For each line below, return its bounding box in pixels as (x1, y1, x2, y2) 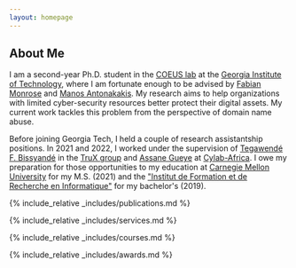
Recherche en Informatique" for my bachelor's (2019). (9, 181, 206, 192)
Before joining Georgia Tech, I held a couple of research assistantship (9, 134, 263, 145)
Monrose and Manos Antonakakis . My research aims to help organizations (9, 88, 280, 99)
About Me (9, 46, 65, 61)
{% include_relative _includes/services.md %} (9, 215, 177, 226)
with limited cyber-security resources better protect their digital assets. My (9, 98, 283, 108)
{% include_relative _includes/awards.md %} (9, 249, 173, 260)
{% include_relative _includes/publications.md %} (9, 198, 191, 209)
